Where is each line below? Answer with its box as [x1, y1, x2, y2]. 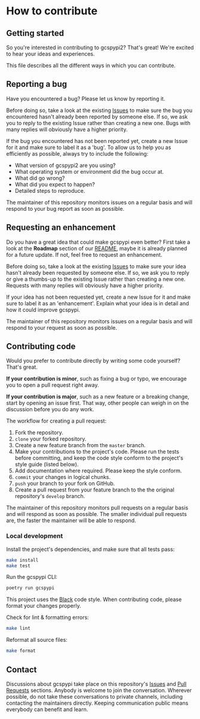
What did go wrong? [14, 174, 65, 181]
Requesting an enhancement [6, 223, 116, 233]
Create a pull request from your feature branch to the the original [14, 486, 175, 493]
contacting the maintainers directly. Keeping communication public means [6, 699, 189, 706]
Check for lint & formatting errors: [6, 614, 90, 621]
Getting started [6, 28, 64, 38]
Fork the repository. [14, 429, 64, 436]
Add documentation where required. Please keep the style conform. [14, 467, 182, 474]
